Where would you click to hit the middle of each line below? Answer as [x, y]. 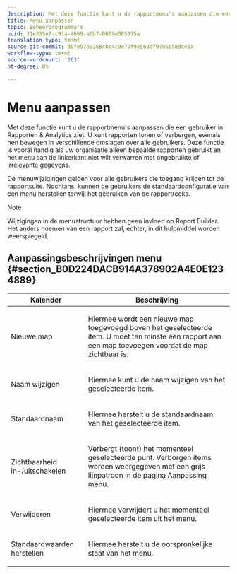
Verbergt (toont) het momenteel [141, 449]
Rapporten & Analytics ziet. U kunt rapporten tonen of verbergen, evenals [114, 134]
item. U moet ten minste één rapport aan [155, 336]
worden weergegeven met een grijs [147, 467]
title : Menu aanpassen [41, 20]
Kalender [46, 300]
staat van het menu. [121, 553]
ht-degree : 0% [28, 66]
